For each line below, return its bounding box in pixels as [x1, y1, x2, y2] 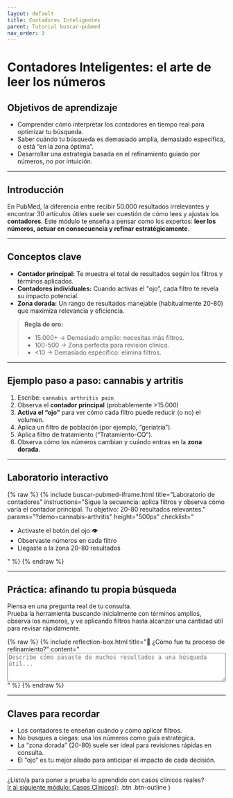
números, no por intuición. [17, 157, 93, 165]
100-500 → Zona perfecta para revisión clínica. [34, 341, 170, 349]
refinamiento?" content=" [7, 645, 80, 653]
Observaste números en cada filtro [17, 536, 117, 544]
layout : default [7, 10, 54, 17]
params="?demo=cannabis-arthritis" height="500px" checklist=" [7, 512, 194, 521]
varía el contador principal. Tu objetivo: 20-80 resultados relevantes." [7, 505, 206, 513]
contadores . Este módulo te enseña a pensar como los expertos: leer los [7, 217, 216, 226]
